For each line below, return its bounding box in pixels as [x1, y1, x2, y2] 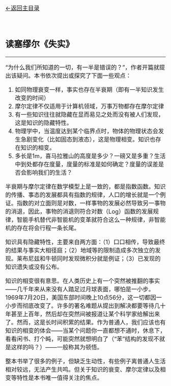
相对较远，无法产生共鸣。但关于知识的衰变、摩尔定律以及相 [5, 366, 166, 373]
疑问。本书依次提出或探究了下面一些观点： [16, 72, 131, 80]
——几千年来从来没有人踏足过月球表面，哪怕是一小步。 [5, 286, 154, 293]
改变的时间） [15, 94, 50, 102]
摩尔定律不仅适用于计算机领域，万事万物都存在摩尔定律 [15, 103, 164, 110]
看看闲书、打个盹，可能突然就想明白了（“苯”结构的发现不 [5, 336, 159, 343]
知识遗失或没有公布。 [5, 264, 63, 271]
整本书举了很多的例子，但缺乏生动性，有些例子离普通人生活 [5, 358, 166, 365]
